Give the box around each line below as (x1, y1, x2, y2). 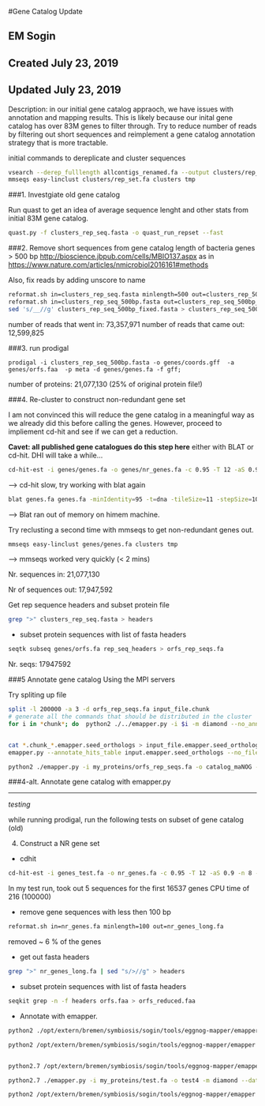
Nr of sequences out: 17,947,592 (8, 585, 113, 595)
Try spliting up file (8, 690, 67, 700)
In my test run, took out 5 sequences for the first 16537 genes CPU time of (8, 884, 250, 893)
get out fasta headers (19, 952, 90, 962)
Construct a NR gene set (19, 839, 100, 848)
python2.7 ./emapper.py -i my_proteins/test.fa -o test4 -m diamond (8, 1076, 238, 1085)
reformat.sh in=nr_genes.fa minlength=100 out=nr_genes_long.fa (8, 923, 224, 931)
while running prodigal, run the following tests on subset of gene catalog (8, 815, 244, 825)
